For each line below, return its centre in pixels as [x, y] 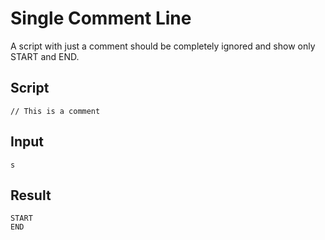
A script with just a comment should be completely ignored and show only [163, 46]
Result [31, 195]
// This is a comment [55, 111]
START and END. [45, 56]
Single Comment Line [101, 18]
